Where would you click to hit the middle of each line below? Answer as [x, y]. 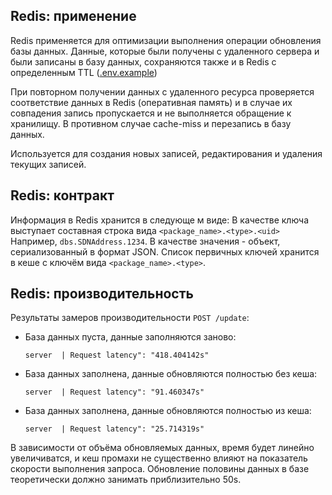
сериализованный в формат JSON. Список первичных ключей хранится [165, 251]
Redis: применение [73, 16]
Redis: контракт [62, 195]
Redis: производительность [102, 294]
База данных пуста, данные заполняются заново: [130, 337]
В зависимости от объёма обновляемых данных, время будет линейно [162, 448]
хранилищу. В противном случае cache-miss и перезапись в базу [151, 123]
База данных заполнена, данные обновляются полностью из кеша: [168, 411]
